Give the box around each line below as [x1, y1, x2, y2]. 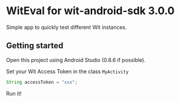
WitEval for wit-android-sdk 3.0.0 [6, 4, 175, 18]
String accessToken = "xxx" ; [6, 79, 78, 85]
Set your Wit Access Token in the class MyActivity [6, 68, 129, 75]
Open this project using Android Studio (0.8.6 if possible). [6, 56, 146, 63]
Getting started [6, 41, 64, 51]
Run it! [6, 90, 22, 97]
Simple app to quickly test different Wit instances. [6, 24, 127, 31]
